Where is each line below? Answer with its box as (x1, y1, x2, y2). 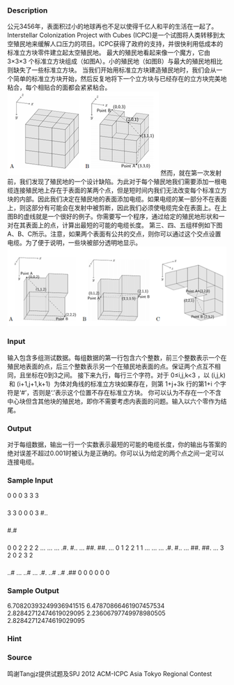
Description (7, 6, 48, 15)
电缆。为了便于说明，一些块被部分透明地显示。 (7, 239, 141, 247)
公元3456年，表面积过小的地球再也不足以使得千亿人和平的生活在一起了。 (7, 22, 218, 31)
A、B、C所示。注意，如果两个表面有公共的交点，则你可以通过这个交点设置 (7, 229, 221, 239)
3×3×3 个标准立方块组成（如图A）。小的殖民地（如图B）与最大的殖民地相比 (7, 57, 223, 66)
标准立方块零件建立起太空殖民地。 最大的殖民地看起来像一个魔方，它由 (7, 48, 210, 57)
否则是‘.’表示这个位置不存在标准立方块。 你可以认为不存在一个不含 (32, 388, 221, 396)
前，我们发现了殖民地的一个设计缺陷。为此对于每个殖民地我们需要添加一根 (7, 177, 221, 186)
